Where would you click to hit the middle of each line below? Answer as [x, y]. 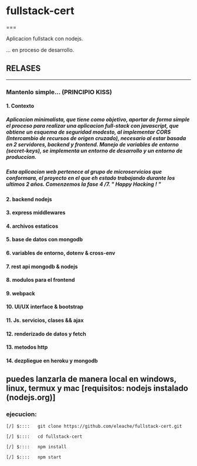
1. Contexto [20, 106]
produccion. [21, 157]
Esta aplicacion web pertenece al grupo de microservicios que [84, 172]
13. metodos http [27, 347]
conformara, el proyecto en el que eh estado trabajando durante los [91, 178]
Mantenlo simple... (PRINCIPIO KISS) [59, 92]
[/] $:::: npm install [36, 447]
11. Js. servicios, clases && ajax [45, 320]
